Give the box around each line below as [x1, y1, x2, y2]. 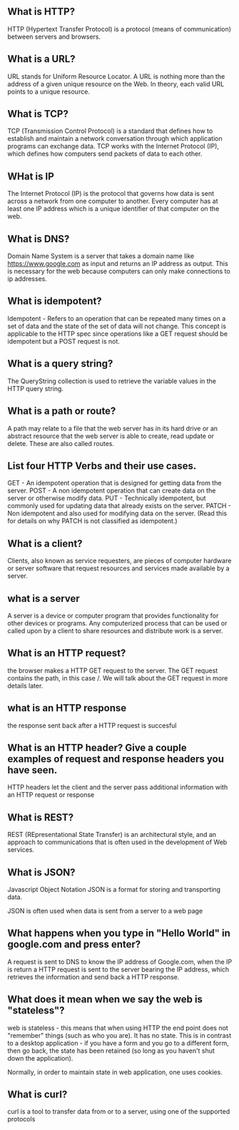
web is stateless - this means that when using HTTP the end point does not [7, 1024, 228, 1032]
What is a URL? [7, 53, 76, 65]
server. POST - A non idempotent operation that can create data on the [7, 486, 216, 495]
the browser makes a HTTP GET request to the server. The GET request [7, 666, 218, 675]
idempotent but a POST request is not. [7, 337, 120, 345]
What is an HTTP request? [7, 647, 126, 660]
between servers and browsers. [7, 32, 101, 41]
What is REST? [7, 811, 74, 823]
